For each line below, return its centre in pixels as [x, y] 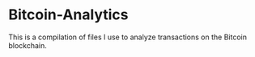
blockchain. [28, 45]
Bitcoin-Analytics [68, 15]
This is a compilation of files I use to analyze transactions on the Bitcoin [127, 37]
